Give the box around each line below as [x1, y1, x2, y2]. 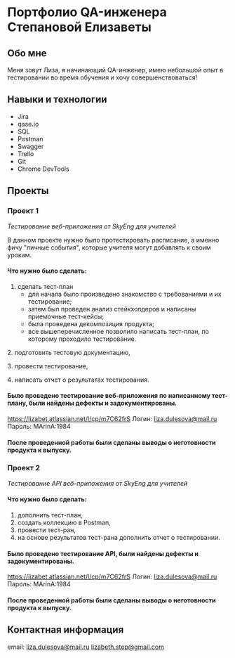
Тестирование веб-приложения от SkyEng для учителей [7, 222, 177, 231]
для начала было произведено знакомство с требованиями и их [27, 290, 222, 298]
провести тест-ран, [17, 526, 76, 534]
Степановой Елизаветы [7, 19, 152, 35]
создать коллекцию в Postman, [17, 518, 111, 527]
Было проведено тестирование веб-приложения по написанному [7, 392, 211, 400]
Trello [17, 149, 34, 158]
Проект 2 [7, 463, 41, 473]
